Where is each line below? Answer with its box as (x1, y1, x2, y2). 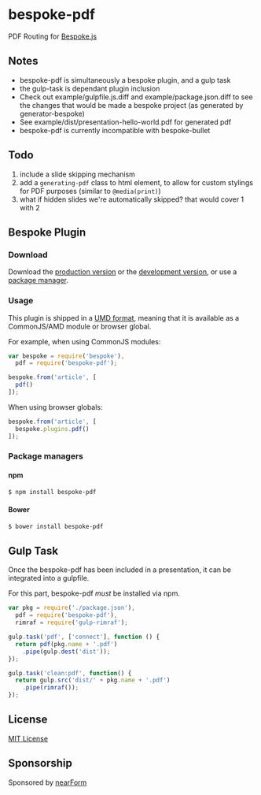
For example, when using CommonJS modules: (8, 336, 161, 346)
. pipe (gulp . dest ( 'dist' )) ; (22, 648, 111, 656)
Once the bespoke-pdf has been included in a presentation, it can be (8, 565, 232, 574)
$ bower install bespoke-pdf (8, 522, 104, 530)
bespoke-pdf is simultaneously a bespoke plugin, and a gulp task (19, 75, 231, 84)
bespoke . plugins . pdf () (15, 425, 90, 433)
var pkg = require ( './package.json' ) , (8, 604, 135, 612)
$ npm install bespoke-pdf (8, 488, 97, 496)
